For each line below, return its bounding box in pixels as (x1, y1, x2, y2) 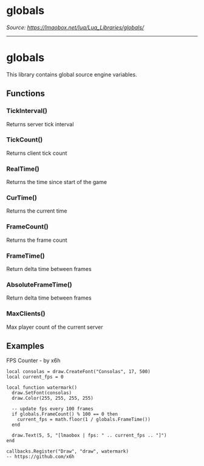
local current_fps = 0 (6, 374, 64, 380)
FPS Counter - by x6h (6, 357, 61, 365)
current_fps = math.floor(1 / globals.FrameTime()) (17, 417, 151, 423)
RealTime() (6, 165, 39, 173)
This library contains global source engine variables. (6, 70, 138, 78)
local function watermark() (6, 385, 78, 391)
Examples (6, 341, 44, 351)
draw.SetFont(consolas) (12, 390, 72, 396)
